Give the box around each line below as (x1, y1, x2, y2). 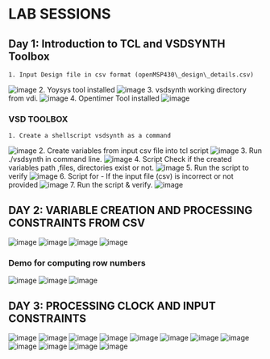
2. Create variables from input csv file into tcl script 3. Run (39, 146, 263, 155)
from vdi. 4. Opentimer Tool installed (8, 93, 160, 103)
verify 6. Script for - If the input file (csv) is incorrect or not (8, 171, 234, 181)
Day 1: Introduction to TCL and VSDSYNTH (8, 37, 226, 51)
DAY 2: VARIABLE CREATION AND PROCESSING (8, 203, 253, 217)
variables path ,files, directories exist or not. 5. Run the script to (8, 163, 250, 173)
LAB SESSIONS (8, 5, 111, 23)
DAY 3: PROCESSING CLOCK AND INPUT (8, 299, 216, 312)
